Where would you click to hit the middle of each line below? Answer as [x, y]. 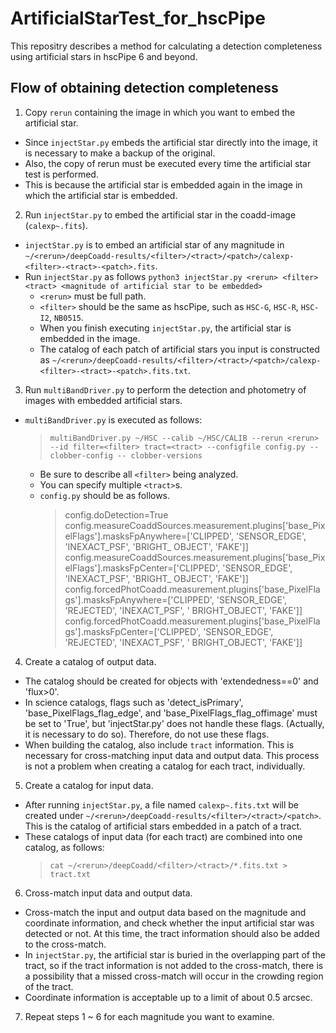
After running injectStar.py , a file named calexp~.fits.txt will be [162, 804]
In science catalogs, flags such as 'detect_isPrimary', [134, 702]
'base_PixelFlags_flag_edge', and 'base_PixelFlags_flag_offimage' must [171, 713]
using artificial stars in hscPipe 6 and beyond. [104, 56]
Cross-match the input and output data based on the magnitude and [165, 912]
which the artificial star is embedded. [101, 195]
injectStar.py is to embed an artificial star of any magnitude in [154, 244]
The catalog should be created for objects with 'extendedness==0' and [171, 681]
